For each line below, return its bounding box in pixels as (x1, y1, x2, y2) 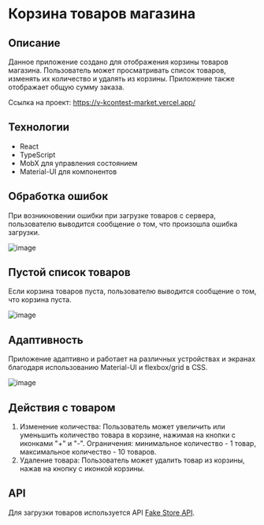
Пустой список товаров (8, 266, 132, 279)
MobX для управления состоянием (19, 158, 138, 168)
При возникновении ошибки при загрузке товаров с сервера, (8, 210, 217, 220)
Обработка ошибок (8, 190, 109, 203)
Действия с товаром (8, 401, 116, 414)
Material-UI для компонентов (19, 167, 117, 176)
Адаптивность (8, 333, 84, 346)
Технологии (8, 120, 69, 134)
